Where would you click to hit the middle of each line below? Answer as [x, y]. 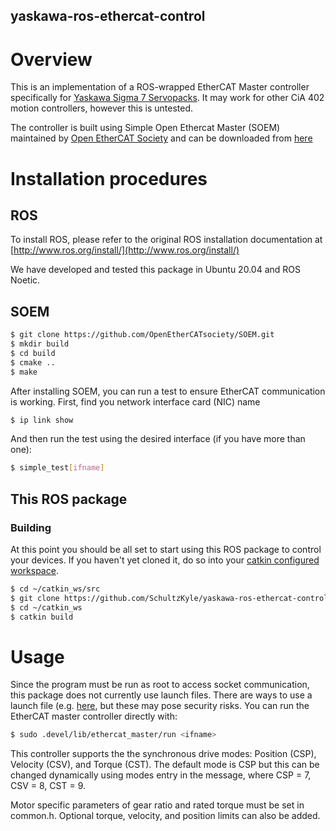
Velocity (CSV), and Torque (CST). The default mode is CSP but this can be [165, 765]
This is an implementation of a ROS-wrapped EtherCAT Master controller [160, 87]
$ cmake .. [33, 362]
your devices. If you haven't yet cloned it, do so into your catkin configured [165, 560]
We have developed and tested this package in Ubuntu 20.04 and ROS [155, 270]
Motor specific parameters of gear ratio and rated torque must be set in [157, 805]
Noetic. [25, 280]
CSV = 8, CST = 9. [48, 786]
